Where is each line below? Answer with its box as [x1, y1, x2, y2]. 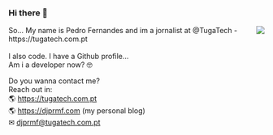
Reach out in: [8, 85, 53, 95]
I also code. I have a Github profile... [8, 52, 129, 61]
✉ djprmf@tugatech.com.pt [8, 117, 101, 128]
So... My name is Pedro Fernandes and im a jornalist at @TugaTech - [8, 26, 238, 36]
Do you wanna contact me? [8, 76, 100, 86]
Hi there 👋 [8, 7, 49, 19]
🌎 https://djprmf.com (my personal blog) [8, 106, 146, 116]
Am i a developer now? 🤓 [8, 60, 93, 70]
